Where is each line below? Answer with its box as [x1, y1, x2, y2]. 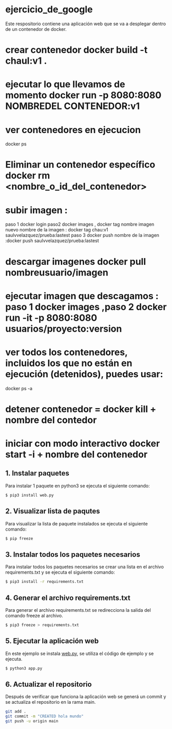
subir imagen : [5, 204, 68, 216]
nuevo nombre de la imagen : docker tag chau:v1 [5, 227, 109, 233]
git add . [5, 709, 27, 714]
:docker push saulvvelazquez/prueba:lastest [5, 238, 99, 244]
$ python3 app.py [5, 666, 43, 671]
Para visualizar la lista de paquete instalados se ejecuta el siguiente [5, 520, 148, 526]
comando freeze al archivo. [5, 612, 63, 618]
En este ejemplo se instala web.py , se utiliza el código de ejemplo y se [5, 650, 154, 657]
